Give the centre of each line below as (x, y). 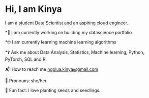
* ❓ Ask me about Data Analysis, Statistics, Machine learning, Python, (75, 52)
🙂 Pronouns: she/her (26, 81)
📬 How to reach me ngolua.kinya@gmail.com (52, 69)
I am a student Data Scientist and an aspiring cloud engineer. (67, 23)
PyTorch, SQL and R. (26, 59)
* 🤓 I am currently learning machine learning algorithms (61, 42)
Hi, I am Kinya (34, 9)
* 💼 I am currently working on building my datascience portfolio (69, 32)
